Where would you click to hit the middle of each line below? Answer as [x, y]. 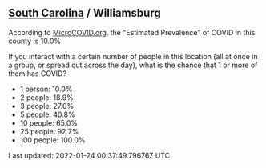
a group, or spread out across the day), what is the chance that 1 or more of [133, 65]
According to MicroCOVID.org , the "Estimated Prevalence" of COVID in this [132, 32]
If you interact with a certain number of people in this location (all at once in [133, 56]
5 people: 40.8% [47, 114]
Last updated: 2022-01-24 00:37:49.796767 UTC [89, 155]
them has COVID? [37, 73]
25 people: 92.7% [49, 131]
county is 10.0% [35, 41]
